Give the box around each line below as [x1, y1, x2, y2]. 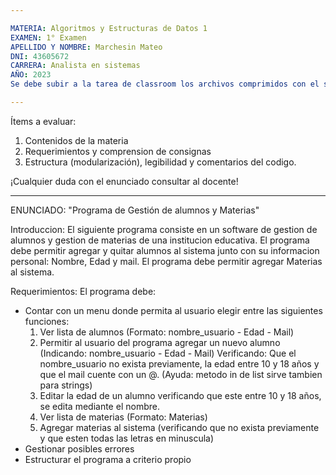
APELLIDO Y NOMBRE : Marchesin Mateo [10, 42, 163, 52]
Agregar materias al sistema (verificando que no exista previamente [39, 421, 320, 433]
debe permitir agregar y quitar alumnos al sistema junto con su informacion [10, 244, 320, 256]
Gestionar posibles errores [24, 442, 135, 455]
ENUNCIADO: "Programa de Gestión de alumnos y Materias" [10, 204, 260, 216]
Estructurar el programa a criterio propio [24, 453, 192, 465]
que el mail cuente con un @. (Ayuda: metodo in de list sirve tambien [39, 368, 323, 380]
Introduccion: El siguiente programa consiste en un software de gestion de [10, 223, 318, 235]
